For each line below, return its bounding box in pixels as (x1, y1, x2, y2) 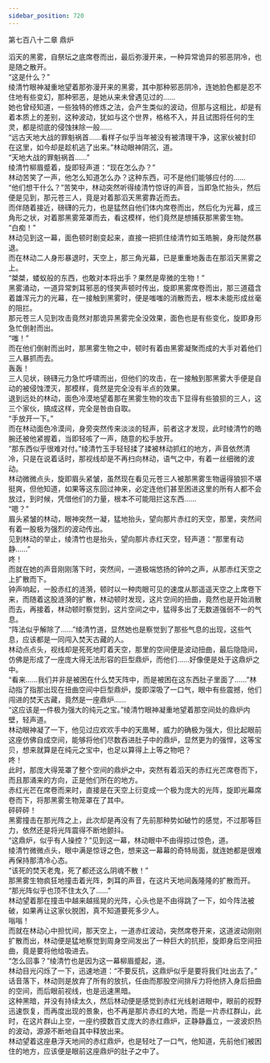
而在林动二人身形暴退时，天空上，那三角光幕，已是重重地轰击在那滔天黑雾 (8, 252, 255, 262)
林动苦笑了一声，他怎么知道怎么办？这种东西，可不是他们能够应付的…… (8, 172, 247, 182)
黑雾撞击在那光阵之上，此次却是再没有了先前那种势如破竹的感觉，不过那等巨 (8, 815, 262, 824)
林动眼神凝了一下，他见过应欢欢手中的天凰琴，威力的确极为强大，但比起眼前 (8, 725, 262, 734)
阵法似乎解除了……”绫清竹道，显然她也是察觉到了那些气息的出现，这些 (11, 624, 245, 634)
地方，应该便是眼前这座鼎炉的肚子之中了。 (22, 1046, 163, 1056)
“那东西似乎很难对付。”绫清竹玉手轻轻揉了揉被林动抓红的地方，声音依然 (8, 444, 243, 453)
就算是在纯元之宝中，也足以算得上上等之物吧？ (35, 745, 191, 754)
